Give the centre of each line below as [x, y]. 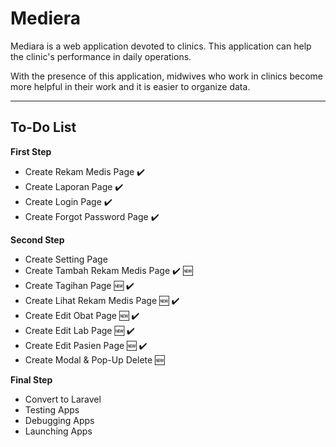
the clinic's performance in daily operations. [101, 56]
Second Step [37, 239]
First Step [31, 151]
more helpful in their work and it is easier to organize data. [130, 86]
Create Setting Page [66, 259]
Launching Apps [58, 431]
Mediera [45, 18]
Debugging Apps [59, 420]
